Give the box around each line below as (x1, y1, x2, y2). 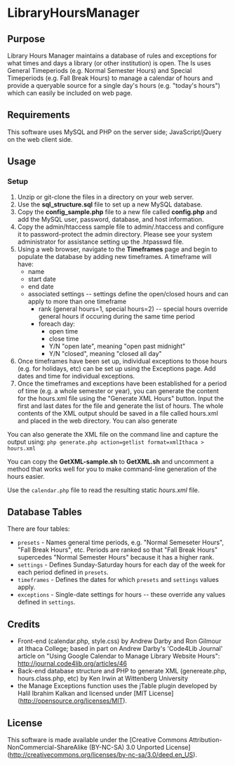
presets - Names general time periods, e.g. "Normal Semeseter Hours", (17, 539, 224, 547)
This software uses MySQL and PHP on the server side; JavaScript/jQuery (7, 128, 222, 136)
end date (27, 282, 54, 291)
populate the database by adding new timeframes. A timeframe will (17, 252, 212, 260)
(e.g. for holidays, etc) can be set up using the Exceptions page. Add (17, 364, 216, 373)
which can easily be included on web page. (7, 89, 133, 97)
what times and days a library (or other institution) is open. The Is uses (7, 59, 212, 67)
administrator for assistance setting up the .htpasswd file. (17, 237, 184, 246)
